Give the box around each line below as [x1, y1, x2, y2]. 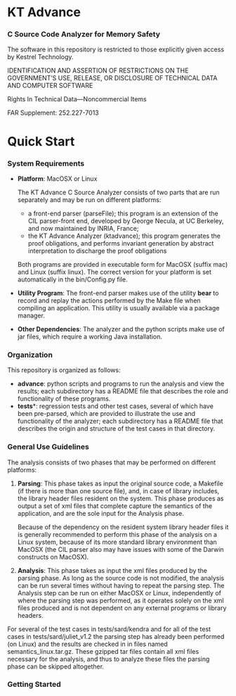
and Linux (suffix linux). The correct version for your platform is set [17, 267, 212, 276]
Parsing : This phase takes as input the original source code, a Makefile [17, 479, 223, 488]
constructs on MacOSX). [17, 552, 89, 561]
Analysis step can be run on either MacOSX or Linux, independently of [17, 588, 221, 597]
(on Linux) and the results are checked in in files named [7, 640, 169, 648]
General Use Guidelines [7, 442, 89, 452]
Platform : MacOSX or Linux [17, 174, 98, 183]
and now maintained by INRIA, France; [27, 224, 139, 232]
